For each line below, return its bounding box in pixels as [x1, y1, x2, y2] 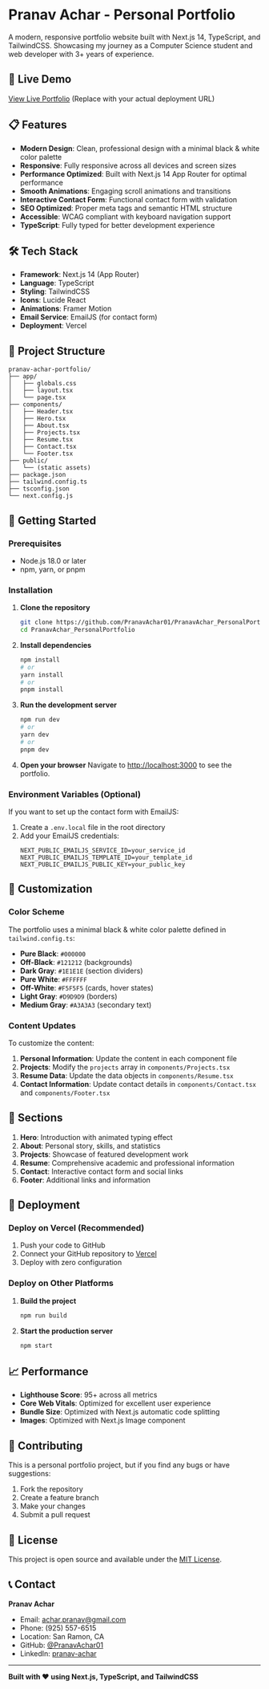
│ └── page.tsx [8, 393, 66, 402]
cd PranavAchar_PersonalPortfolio [19, 626, 135, 634]
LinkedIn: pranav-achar [19, 1648, 98, 1658]
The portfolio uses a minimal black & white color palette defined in [8, 925, 227, 934]
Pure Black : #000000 [19, 949, 86, 958]
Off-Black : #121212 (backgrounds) [19, 957, 133, 967]
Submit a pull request [19, 1510, 90, 1520]
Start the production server [19, 1326, 114, 1336]
